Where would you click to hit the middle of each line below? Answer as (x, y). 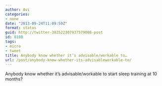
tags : (11, 42)
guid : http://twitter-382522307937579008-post (54, 32)
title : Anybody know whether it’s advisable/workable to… (66, 55)
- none (12, 19)
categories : (17, 14)
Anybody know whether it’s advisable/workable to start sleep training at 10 (81, 74)
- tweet (13, 51)
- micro (13, 46)
